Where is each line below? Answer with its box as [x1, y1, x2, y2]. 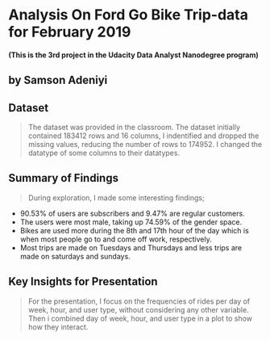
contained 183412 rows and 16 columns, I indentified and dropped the [27, 131, 260, 141]
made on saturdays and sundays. [19, 251, 131, 261]
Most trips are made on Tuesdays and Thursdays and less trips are [19, 242, 243, 252]
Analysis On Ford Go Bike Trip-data [8, 6, 248, 24]
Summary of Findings [8, 171, 119, 185]
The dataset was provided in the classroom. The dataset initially [27, 122, 240, 132]
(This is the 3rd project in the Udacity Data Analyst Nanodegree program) [8, 50, 260, 60]
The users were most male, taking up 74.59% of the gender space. [19, 216, 243, 227]
